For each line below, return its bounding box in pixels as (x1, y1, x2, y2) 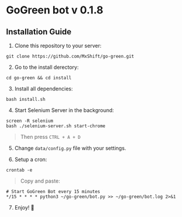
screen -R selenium (6, 118, 54, 124)
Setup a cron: (14, 156, 47, 163)
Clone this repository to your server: (14, 42, 102, 49)
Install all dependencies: (14, 85, 73, 92)
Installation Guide (6, 27, 72, 37)
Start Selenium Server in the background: (14, 107, 114, 114)
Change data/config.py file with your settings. (14, 145, 127, 152)
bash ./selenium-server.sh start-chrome (6, 123, 106, 129)
